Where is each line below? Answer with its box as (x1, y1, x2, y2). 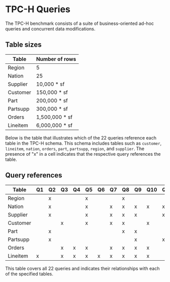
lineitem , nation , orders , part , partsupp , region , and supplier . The (5, 146, 145, 152)
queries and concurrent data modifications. (5, 25, 96, 31)
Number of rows (36, 55, 76, 62)
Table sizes (5, 41, 42, 49)
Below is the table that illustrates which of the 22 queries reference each (5, 134, 157, 140)
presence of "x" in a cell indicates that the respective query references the (5, 151, 161, 157)
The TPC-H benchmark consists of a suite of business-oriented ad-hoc (5, 20, 154, 26)
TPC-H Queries (5, 4, 71, 15)
